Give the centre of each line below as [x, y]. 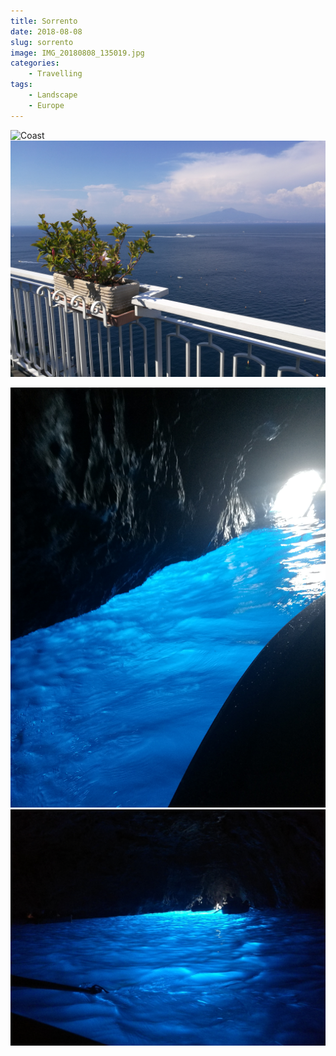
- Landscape [53, 95]
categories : [35, 63]
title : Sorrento [44, 21]
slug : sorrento [42, 42]
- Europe [46, 105]
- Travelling [55, 74]
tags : [21, 85]
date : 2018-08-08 [46, 31]
